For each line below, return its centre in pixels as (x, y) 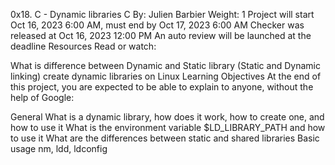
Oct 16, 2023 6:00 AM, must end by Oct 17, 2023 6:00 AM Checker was (157, 25)
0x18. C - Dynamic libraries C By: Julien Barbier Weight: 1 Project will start (162, 14)
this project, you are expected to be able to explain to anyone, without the (162, 87)
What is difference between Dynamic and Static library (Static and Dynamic (165, 65)
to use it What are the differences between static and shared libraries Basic (165, 138)
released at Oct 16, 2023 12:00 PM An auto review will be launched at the (161, 35)
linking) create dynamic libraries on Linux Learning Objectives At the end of (166, 76)
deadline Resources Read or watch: (83, 46)
